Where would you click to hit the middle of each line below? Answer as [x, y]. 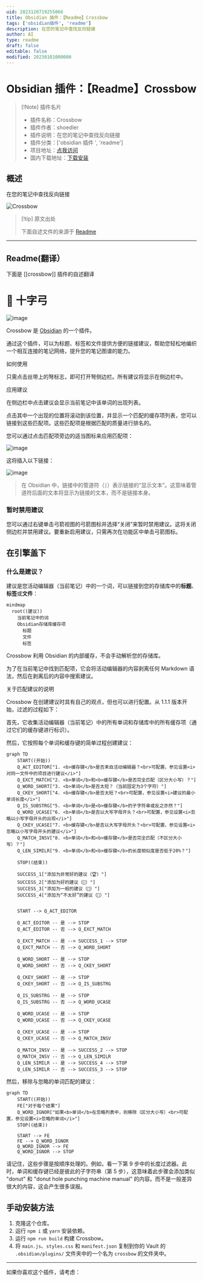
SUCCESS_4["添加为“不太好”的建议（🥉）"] [63, 895]
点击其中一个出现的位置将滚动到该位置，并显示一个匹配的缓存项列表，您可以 [101, 415]
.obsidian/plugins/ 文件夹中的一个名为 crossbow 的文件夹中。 [92, 1253]
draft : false [23, 46]
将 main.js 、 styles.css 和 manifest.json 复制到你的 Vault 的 [90, 1246]
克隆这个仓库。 [34, 1223]
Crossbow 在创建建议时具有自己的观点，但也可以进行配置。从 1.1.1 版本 [94, 702]
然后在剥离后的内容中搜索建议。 [56, 676]
